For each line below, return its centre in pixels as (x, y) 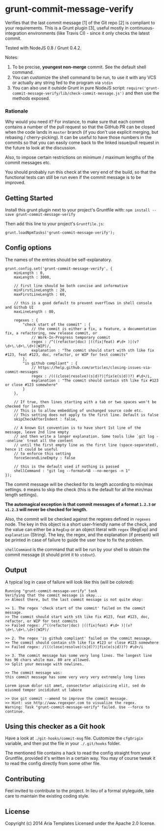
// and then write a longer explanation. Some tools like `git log (84, 436)
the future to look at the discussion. (41, 148)
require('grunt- (143, 88)
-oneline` (15, 441)
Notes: (12, 57)
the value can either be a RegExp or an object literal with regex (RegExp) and (81, 529)
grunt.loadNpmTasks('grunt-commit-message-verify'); (60, 233)
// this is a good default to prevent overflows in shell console (83, 303)
